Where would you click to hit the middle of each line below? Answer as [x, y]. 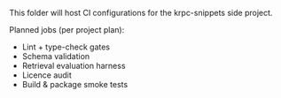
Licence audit [47, 75]
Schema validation [56, 56]
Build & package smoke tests [75, 84]
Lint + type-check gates [66, 47]
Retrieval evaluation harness [74, 66]
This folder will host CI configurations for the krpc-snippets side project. [141, 13]
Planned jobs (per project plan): [67, 30]
